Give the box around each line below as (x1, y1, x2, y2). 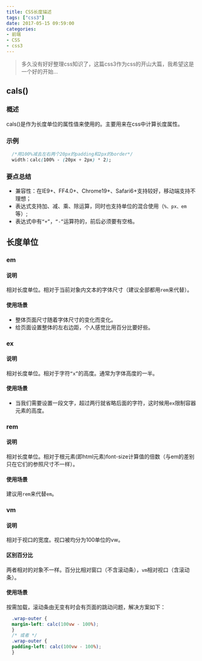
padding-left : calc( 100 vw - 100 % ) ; (12, 644, 102, 650)
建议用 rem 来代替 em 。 (6, 490, 58, 497)
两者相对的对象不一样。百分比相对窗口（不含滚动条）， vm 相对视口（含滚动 (6, 566, 190, 573)
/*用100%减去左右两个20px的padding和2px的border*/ (12, 151, 133, 157)
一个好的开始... (21, 67, 58, 75)
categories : (6, 26, 36, 32)
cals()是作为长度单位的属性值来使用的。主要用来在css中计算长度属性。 (6, 120, 183, 128)
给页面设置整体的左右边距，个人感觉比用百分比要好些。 (15, 324, 153, 331)
